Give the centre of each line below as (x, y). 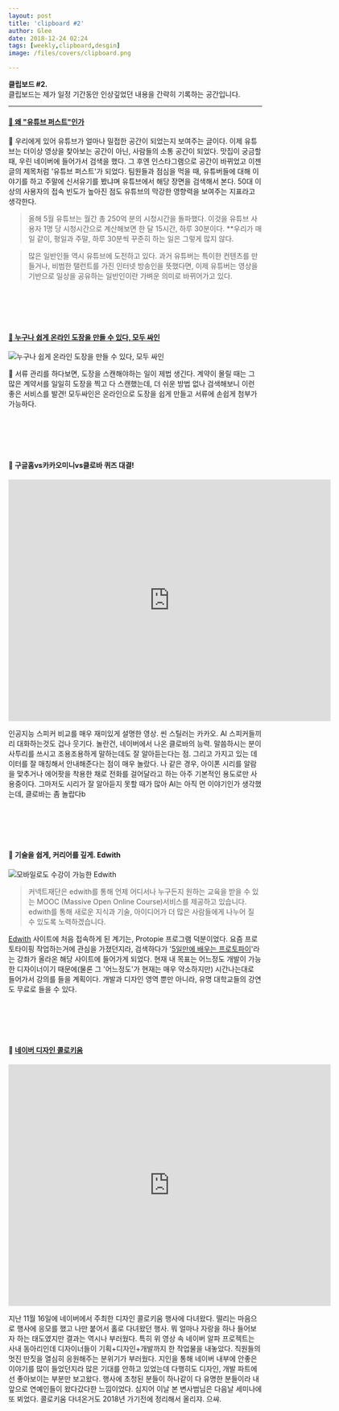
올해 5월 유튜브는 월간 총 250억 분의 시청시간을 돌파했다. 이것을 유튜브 (138, 219)
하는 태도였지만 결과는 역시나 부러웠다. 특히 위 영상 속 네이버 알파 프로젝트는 (136, 1339)
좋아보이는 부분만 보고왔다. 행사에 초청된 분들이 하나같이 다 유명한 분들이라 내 (138, 1379)
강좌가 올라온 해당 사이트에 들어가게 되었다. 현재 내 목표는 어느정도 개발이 (132, 958)
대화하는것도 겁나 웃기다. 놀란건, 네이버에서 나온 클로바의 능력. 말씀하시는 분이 (139, 743)
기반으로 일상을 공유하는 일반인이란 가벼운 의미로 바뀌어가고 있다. (130, 276)
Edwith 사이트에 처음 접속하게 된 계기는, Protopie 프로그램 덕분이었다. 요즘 (126, 938)
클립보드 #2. (28, 84)
